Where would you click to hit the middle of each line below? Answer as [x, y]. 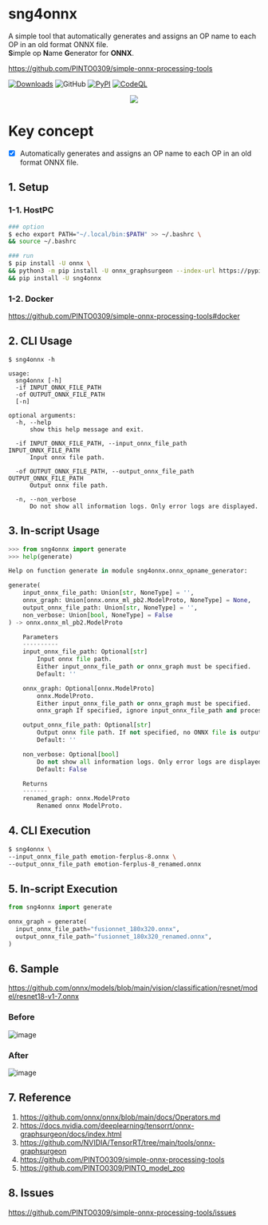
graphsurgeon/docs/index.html [71, 1134]
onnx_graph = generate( [48, 922]
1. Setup [29, 187]
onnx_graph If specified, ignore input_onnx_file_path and [137, 711]
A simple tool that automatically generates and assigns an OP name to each [132, 36]
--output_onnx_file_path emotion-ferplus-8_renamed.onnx [105, 864]
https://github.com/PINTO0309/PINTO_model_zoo [102, 1168]
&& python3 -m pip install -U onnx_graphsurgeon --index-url [112, 271]
